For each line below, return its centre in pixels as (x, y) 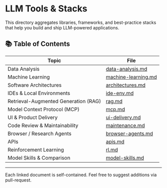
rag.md (114, 101)
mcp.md (116, 109)
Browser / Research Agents (40, 133)
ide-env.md (120, 93)
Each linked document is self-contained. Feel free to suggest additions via (81, 175)
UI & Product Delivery (33, 117)
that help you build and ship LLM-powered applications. (62, 27)
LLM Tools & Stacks (46, 9)
